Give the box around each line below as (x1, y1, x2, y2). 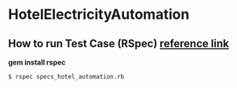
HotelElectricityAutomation (8, 5, 190, 24)
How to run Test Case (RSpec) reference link (8, 37, 229, 50)
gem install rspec (8, 57, 66, 67)
